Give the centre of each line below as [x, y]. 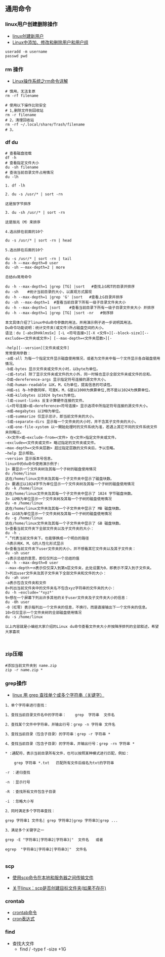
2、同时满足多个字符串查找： [30, 811]
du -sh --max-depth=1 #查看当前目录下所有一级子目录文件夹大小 [65, 302]
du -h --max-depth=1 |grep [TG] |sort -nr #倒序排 [59, 313]
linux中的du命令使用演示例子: [33, 464]
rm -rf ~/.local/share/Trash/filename [45, 124]
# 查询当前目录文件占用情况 [30, 173]
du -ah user [17, 578]
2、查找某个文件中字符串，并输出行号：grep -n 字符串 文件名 [60, 724]
